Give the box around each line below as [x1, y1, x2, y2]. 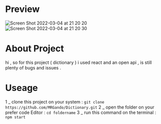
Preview [5, 3, 40, 15]
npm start [5, 114, 26, 119]
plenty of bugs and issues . [5, 64, 61, 70]
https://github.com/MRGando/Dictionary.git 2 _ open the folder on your [5, 104, 154, 110]
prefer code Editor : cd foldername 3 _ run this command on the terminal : [5, 109, 156, 115]
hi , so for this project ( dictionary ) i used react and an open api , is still [5, 59, 152, 65]
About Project [5, 43, 64, 54]
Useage [5, 82, 38, 93]
